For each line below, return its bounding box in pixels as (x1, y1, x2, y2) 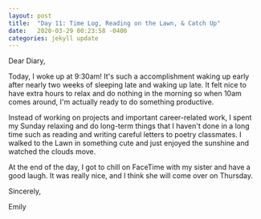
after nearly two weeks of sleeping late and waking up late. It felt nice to (8, 80, 247, 90)
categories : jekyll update (8, 34, 99, 43)
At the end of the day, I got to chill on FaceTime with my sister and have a (8, 162, 251, 172)
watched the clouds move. (8, 147, 96, 156)
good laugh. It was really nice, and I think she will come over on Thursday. (8, 171, 254, 180)
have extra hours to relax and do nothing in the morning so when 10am (8, 89, 243, 99)
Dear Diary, (8, 56, 46, 66)
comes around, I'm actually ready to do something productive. (8, 97, 214, 107)
